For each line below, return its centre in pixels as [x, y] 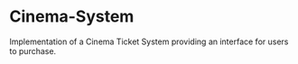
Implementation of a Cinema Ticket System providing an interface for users [149, 41]
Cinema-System [72, 17]
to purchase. [33, 50]
